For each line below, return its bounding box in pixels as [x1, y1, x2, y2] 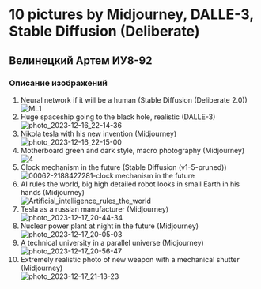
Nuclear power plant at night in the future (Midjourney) [20, 221, 199, 231]
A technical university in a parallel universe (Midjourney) [20, 238, 204, 247]
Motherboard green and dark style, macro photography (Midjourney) [20, 145, 245, 155]
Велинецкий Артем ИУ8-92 [9, 54, 153, 67]
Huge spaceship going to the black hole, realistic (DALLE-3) [20, 112, 216, 122]
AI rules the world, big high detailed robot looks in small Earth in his [20, 179, 240, 189]
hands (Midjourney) [20, 187, 85, 197]
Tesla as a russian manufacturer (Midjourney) [20, 204, 169, 214]
